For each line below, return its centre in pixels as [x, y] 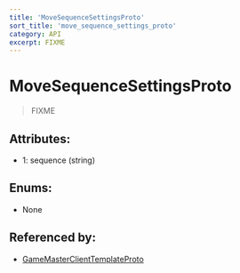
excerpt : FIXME [37, 42]
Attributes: [40, 139]
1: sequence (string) [59, 160]
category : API [36, 34]
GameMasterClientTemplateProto [83, 259]
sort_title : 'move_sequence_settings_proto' [93, 26]
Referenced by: [52, 238]
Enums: [31, 188]
